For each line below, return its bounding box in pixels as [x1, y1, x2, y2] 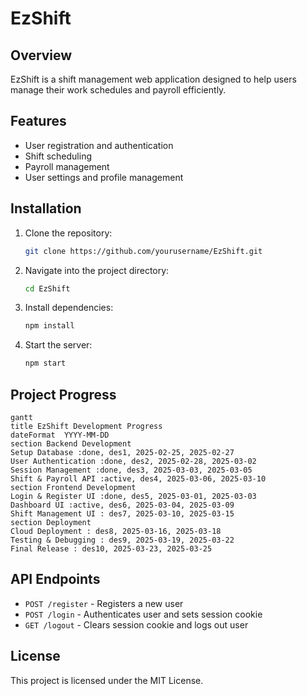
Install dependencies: [24, 302, 114, 314]
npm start [24, 358, 67, 369]
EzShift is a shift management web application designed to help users [10, 73, 297, 85]
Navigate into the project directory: [24, 264, 170, 276]
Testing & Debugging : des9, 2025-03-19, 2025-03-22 [10, 535, 235, 545]
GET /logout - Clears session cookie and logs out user [24, 618, 249, 631]
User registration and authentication [24, 139, 174, 151]
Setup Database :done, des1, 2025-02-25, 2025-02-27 [10, 447, 235, 457]
